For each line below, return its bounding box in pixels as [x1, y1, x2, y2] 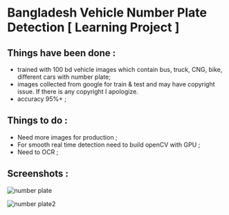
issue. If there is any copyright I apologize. [17, 88, 138, 95]
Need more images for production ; [17, 133, 118, 141]
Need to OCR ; [17, 147, 59, 156]
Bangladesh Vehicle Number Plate [7, 5, 208, 21]
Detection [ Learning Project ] [7, 19, 180, 35]
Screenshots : [7, 168, 69, 180]
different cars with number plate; [17, 73, 111, 81]
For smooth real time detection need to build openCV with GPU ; [17, 140, 201, 149]
